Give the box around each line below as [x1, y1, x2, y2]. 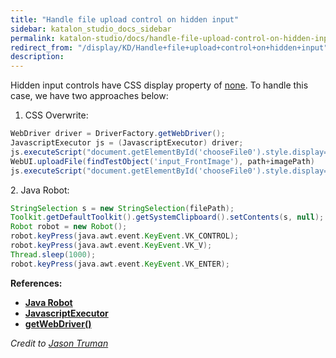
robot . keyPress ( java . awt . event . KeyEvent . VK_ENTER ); [10, 259, 230, 269]
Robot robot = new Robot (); [10, 222, 128, 232]
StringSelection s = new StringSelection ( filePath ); [10, 203, 235, 213]
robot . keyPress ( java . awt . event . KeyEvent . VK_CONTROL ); [10, 231, 240, 241]
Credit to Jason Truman [10, 337, 109, 349]
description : [10, 52, 65, 62]
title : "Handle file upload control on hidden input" [10, 14, 240, 25]
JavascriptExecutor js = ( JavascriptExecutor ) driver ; [10, 138, 244, 148]
